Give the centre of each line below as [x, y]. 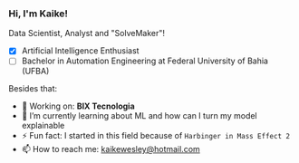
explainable [43, 126]
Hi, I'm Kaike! [39, 14]
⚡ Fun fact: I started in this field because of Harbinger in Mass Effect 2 [156, 136]
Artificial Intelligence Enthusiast [80, 51]
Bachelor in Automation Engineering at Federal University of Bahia [145, 61]
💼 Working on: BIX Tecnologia [78, 106]
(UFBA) [35, 72]
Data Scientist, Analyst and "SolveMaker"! [87, 34]
